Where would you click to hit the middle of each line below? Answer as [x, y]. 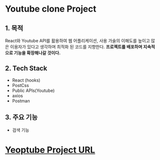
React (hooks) [26, 80]
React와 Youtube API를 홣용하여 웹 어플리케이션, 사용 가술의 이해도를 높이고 [78, 41]
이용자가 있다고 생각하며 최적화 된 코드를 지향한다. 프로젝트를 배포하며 [76, 47]
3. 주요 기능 [21, 117]
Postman [21, 101]
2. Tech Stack [26, 68]
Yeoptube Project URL [50, 150]
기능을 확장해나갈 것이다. [37, 53]
